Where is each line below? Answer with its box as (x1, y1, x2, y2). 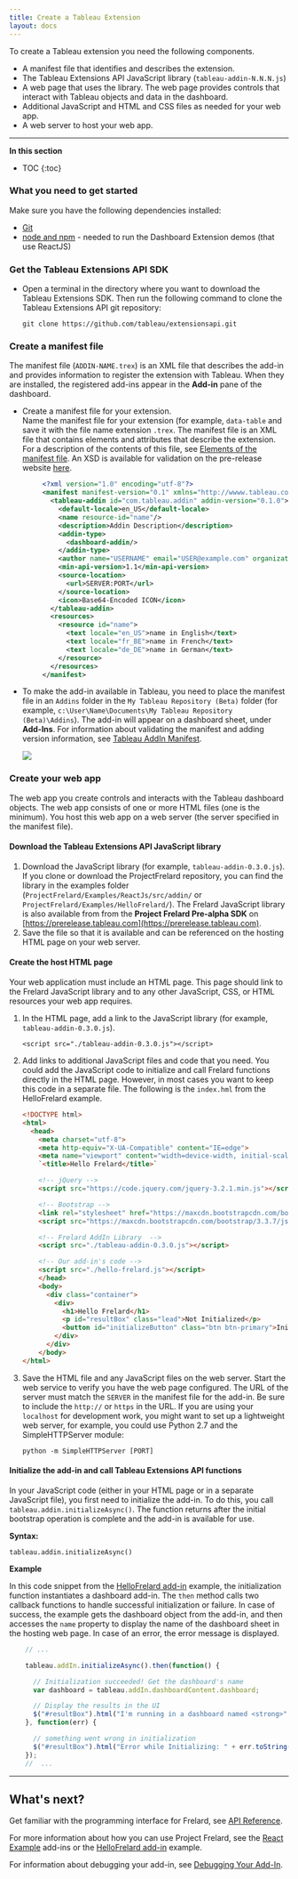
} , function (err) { (25, 1718, 98, 1727)
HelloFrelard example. (21, 1093, 103, 1104)
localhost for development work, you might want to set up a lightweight (21, 1410, 286, 1421)
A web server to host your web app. (21, 119, 153, 130)
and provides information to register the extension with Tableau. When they (9, 370, 285, 381)
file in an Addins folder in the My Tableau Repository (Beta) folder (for (21, 696, 278, 706)
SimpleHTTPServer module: (21, 1429, 124, 1439)
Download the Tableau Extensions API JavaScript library (9, 842, 222, 852)
